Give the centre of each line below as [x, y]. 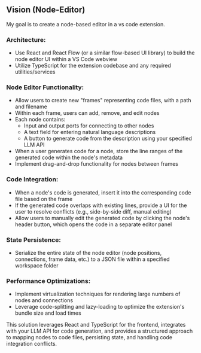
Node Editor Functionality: [45, 87]
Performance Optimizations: [48, 281]
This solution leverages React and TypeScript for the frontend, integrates [96, 325]
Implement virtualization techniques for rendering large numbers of [98, 294]
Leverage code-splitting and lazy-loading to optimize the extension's [100, 307]
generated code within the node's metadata [69, 157]
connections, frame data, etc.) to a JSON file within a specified [92, 259]
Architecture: [26, 39]
